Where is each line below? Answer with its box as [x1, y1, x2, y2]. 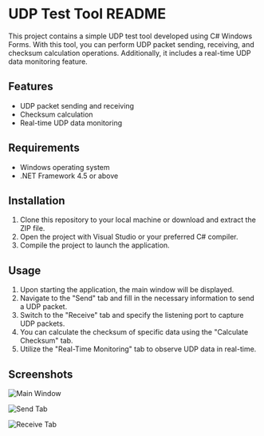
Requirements [8, 141, 80, 155]
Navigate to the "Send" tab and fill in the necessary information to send [19, 293, 255, 303]
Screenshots [8, 367, 73, 381]
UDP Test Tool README [8, 5, 166, 23]
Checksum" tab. [19, 336, 73, 346]
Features [8, 80, 53, 93]
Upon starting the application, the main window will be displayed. [19, 285, 234, 295]
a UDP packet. [19, 302, 68, 311]
